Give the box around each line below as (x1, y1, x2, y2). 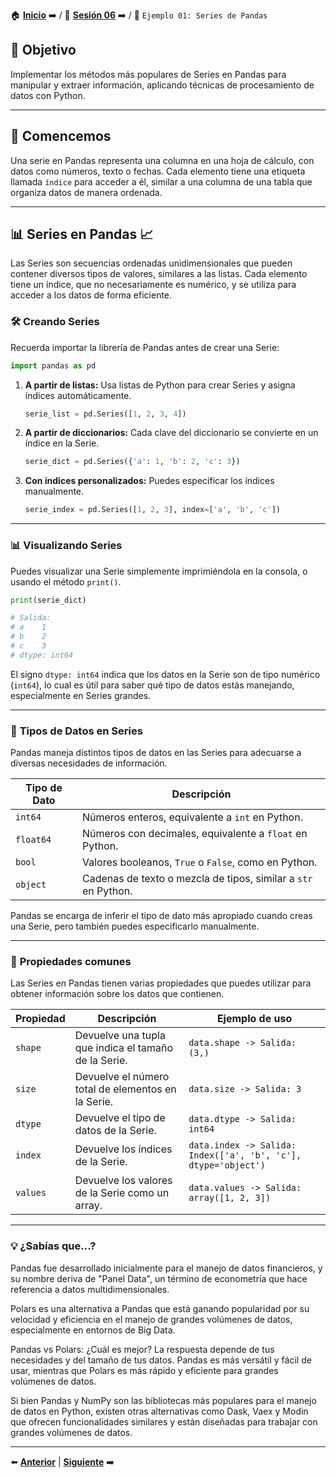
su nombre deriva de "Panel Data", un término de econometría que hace (10, 1272, 308, 1284)
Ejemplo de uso (216, 1012, 293, 1026)
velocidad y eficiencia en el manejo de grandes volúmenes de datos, (10, 1313, 293, 1325)
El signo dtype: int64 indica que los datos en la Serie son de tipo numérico (10, 668, 321, 680)
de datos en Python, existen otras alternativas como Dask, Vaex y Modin (10, 1405, 309, 1417)
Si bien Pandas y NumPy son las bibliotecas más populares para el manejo (10, 1394, 317, 1406)
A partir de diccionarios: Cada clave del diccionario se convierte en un (24, 427, 319, 439)
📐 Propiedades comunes (10, 955, 132, 968)
